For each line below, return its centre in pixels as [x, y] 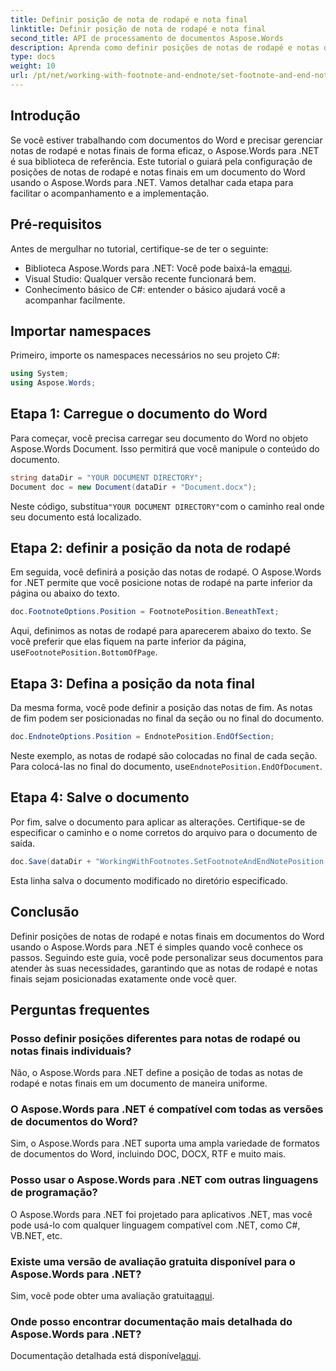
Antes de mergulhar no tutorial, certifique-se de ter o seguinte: [139, 248]
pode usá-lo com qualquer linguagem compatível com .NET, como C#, [155, 1225]
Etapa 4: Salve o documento [100, 797]
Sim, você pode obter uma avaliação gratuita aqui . [112, 1296]
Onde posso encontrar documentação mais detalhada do [151, 1321]
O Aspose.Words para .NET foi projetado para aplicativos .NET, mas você [161, 1214]
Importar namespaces [81, 331]
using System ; [40, 374]
